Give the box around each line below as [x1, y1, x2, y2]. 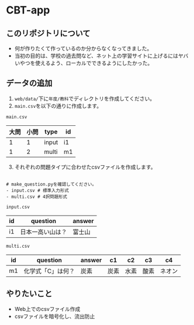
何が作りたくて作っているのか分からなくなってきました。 [14, 45, 153, 52]
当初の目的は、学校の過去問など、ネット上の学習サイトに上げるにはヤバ [14, 52, 189, 59]
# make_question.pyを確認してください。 [6, 181, 97, 187]
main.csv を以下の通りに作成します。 [14, 102, 102, 109]
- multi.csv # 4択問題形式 [6, 194, 67, 200]
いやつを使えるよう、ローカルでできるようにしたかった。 [14, 60, 153, 66]
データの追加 [6, 78, 53, 88]
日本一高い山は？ [20, 228, 67, 236]
